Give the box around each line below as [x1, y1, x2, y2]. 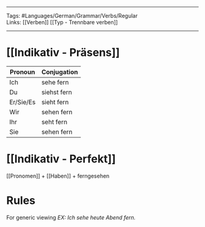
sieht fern [41, 98, 69, 106]
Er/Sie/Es [9, 98, 36, 106]
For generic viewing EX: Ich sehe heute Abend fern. [6, 214, 136, 221]
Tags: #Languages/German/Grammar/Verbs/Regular [6, 12, 138, 19]
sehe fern [41, 77, 69, 86]
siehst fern [41, 88, 72, 96]
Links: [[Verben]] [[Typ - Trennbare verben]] [6, 19, 118, 26]
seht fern [41, 117, 68, 126]
